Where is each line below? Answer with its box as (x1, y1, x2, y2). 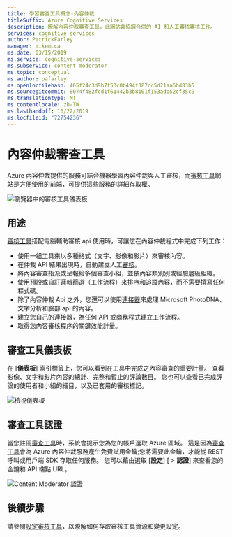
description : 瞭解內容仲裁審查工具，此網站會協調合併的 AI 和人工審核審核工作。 (7, 23, 216, 30)
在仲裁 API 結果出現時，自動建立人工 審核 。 (17, 260, 141, 269)
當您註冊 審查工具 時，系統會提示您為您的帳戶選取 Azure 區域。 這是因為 (7, 438, 212, 447)
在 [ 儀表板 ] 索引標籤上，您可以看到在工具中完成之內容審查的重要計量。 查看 (7, 364, 225, 373)
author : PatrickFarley (7, 36, 73, 43)
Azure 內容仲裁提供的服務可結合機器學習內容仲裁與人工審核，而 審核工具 (7, 171, 215, 179)
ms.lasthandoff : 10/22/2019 (7, 108, 89, 115)
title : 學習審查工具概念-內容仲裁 (7, 10, 95, 17)
